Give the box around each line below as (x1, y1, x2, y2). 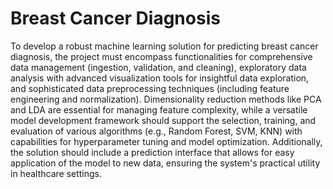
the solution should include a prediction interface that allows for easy (10, 146, 295, 158)
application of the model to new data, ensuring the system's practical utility (10, 157, 321, 169)
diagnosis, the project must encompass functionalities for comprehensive (10, 50, 313, 62)
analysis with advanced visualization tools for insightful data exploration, (10, 72, 310, 84)
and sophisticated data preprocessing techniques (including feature (10, 82, 290, 94)
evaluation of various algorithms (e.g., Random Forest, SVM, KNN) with (10, 125, 303, 137)
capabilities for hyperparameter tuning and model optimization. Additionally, (10, 135, 323, 147)
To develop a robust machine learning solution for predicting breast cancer (10, 40, 319, 52)
